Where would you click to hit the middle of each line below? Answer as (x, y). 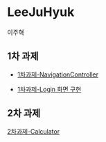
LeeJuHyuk (41, 12)
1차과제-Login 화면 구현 (49, 89)
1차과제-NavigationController (58, 74)
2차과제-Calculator (34, 131)
